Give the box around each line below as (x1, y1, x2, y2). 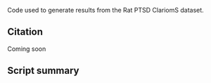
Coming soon (7, 45, 46, 53)
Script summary (7, 65, 79, 77)
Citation (7, 26, 44, 38)
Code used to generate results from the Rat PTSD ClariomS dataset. (7, 6, 204, 14)
